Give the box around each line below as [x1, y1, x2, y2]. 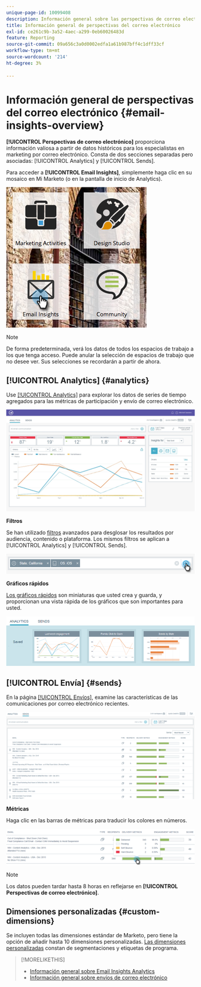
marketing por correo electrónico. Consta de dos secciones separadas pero [6, 151, 193, 158]
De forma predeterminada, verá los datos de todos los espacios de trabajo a [6, 345, 194, 353]
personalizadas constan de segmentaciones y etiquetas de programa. [6, 944, 178, 952]
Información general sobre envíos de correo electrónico [29, 974, 167, 982]
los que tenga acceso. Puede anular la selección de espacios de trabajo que [6, 352, 194, 359]
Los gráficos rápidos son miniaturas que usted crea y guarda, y [6, 591, 163, 598]
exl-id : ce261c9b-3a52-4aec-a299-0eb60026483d [6, 29, 124, 35]
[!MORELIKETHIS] [20, 956, 65, 964]
